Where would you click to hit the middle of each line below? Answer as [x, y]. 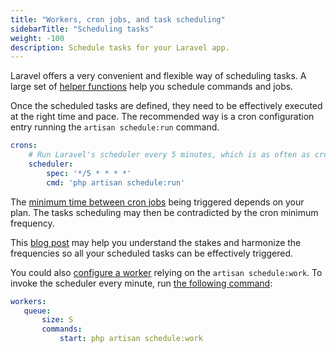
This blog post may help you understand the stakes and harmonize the [156, 242]
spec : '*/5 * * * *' [89, 173]
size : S [57, 320]
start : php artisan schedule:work [131, 339]
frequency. [32, 223]
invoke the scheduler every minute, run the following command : [141, 283]
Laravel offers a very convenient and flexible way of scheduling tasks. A [158, 76]
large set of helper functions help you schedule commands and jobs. [152, 87]
